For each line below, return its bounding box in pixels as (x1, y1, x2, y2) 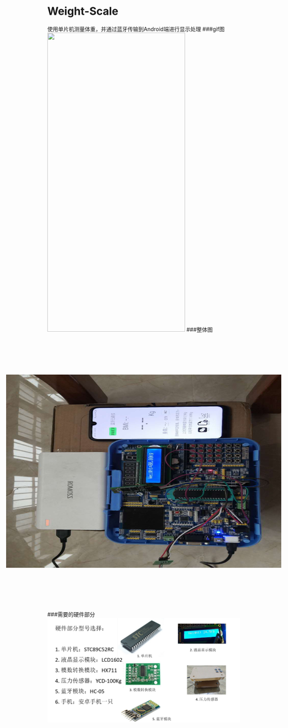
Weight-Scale (47, 4, 119, 18)
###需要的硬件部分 (47, 610, 95, 618)
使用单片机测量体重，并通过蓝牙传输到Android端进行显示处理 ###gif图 (47, 25, 225, 33)
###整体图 (186, 326, 213, 333)
